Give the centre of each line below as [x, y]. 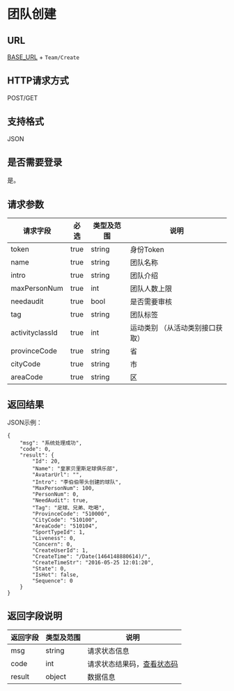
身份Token [147, 250]
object [56, 676]
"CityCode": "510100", [65, 520]
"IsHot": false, [56, 575]
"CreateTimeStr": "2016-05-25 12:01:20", [93, 563]
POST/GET [23, 97]
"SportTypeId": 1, [59, 532]
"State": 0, [50, 569]
